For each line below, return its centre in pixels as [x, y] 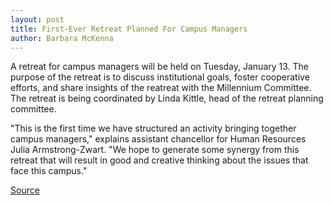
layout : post [37, 19]
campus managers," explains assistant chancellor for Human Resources [158, 139]
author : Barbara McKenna [62, 38]
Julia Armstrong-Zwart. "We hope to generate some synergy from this [155, 150]
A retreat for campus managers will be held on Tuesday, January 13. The [160, 67]
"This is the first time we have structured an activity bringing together [153, 128]
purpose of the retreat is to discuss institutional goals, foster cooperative [160, 77]
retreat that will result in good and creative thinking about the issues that [159, 160]
